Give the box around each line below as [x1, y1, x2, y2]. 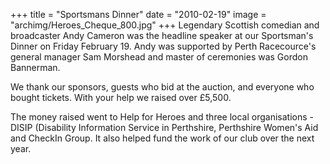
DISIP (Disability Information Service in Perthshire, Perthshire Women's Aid [10, 122, 319, 133]
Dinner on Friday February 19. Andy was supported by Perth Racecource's [10, 40, 317, 52]
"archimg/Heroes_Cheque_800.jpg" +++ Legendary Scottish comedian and [10, 19, 320, 31]
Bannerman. [10, 62, 61, 73]
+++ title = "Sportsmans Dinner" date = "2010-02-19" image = [10, 9, 267, 20]
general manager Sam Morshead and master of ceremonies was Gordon [10, 51, 308, 63]
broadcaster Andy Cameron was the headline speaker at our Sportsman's [10, 30, 314, 41]
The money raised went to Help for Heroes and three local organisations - [10, 111, 314, 123]
